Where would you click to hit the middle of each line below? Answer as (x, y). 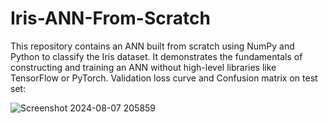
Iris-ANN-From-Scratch (110, 18)
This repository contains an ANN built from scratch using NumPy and (152, 46)
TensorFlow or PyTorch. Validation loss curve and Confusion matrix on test (164, 78)
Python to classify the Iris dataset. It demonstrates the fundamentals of (156, 56)
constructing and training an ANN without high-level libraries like (143, 67)
